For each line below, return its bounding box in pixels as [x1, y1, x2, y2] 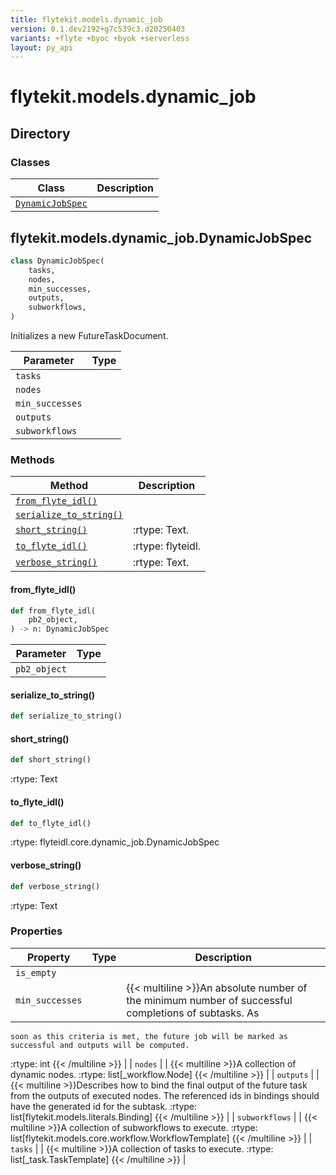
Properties [10, 924, 63, 938]
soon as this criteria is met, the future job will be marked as [10, 1031, 288, 1041]
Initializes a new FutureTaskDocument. [10, 330, 169, 342]
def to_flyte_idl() [10, 818, 92, 828]
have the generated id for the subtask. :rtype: [10, 1100, 198, 1112]
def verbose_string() [10, 881, 101, 891]
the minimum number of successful [126, 993, 293, 1007]
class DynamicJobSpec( [10, 256, 105, 266]
